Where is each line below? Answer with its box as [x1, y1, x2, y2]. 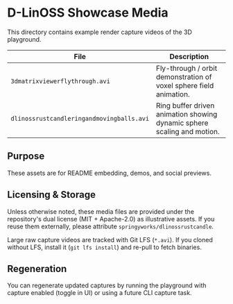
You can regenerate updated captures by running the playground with [7, 281, 207, 289]
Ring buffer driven [155, 101, 215, 110]
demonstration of [155, 71, 213, 81]
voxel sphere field [155, 81, 214, 90]
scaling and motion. [155, 126, 220, 136]
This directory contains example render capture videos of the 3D [7, 28, 193, 36]
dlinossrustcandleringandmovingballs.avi [10, 115, 150, 122]
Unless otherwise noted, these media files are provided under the [7, 207, 194, 216]
